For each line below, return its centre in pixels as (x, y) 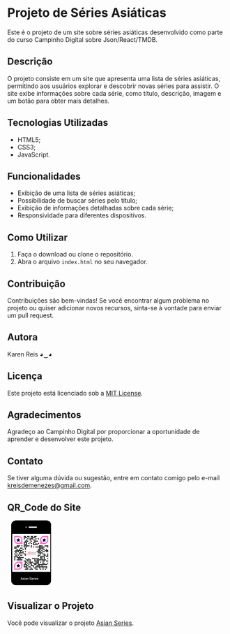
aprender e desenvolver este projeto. (60, 439)
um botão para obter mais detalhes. (59, 101)
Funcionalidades (44, 176)
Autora (23, 337)
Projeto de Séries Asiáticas (87, 13)
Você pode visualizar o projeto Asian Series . (71, 623)
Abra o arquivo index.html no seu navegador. (82, 262)
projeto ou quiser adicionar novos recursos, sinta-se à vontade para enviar (114, 308)
